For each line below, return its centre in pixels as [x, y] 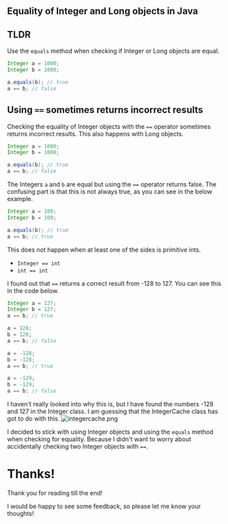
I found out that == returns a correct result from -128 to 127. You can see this [114, 283]
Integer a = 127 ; [32, 303]
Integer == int [39, 263]
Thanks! [31, 474]
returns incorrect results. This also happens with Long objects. [95, 133]
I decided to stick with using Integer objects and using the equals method [110, 432]
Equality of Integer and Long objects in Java [103, 11]
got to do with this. [34, 419]
